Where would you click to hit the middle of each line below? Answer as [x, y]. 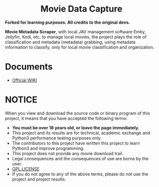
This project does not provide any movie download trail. [68, 153]
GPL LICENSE [26, 169]
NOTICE [21, 100]
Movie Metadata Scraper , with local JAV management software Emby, [76, 31]
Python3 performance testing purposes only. [57, 138]
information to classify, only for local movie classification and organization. [79, 47]
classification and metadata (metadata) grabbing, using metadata [70, 42]
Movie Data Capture [81, 9]
